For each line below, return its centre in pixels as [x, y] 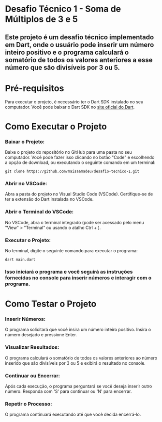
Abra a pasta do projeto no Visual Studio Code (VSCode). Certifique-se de [79, 194]
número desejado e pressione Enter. [41, 335]
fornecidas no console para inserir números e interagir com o [78, 277]
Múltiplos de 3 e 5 [42, 19]
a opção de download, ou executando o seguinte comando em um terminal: [80, 162]
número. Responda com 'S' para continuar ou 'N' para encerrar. [68, 391]
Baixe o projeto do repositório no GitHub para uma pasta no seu [68, 152]
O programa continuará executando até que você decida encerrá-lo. [73, 414]
